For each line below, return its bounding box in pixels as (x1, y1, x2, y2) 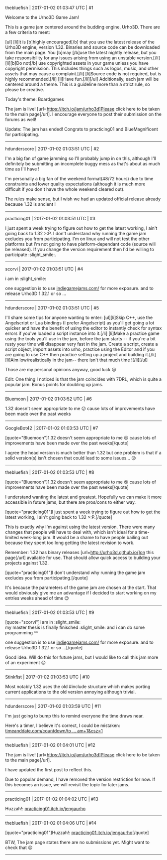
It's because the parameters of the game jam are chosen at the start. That (5, 584, 157, 590)
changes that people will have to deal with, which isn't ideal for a (5, 529, 138, 535)
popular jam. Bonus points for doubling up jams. (5, 382, 103, 387)
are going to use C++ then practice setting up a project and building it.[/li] (5, 352, 157, 357)
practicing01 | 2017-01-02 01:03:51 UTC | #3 (5, 216, 95, 221)
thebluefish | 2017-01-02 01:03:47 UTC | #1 (5, 5, 93, 10)
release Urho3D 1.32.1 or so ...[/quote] (5, 645, 83, 650)
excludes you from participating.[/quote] (5, 575, 88, 580)
